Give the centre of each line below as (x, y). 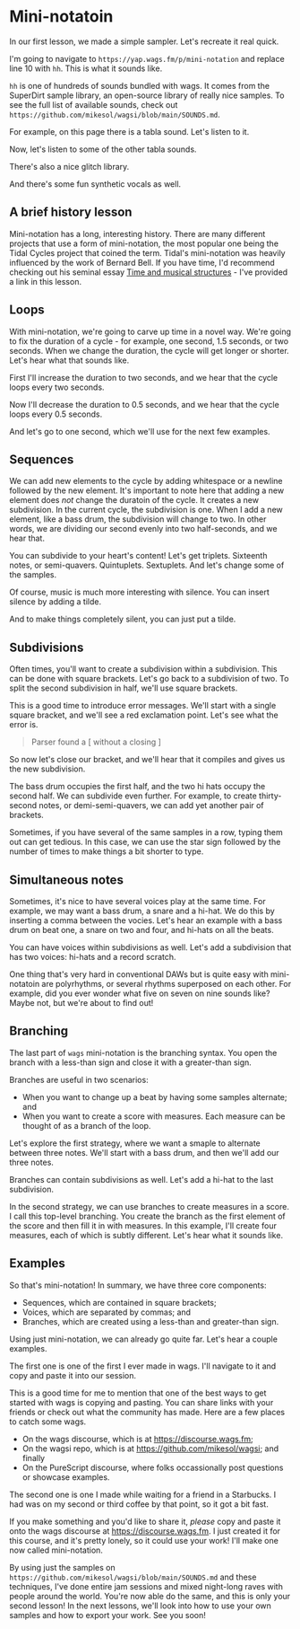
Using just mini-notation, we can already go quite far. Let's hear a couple (143, 1339)
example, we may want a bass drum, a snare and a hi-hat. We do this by (142, 911)
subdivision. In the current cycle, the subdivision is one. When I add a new (146, 510)
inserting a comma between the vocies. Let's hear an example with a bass (146, 920)
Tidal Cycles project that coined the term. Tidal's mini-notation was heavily (147, 252)
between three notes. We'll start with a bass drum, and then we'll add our (144, 1152)
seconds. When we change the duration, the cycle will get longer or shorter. (149, 350)
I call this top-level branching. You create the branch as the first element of (148, 1216)
